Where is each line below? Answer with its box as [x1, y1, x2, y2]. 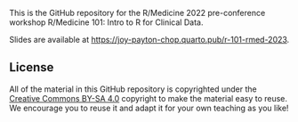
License [9, 60, 54, 75]
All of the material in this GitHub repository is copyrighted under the [9, 84, 257, 94]
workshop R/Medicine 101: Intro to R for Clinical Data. [9, 17, 204, 28]
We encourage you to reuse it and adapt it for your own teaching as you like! [9, 102, 289, 113]
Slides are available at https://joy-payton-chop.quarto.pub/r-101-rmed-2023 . [9, 35, 290, 45]
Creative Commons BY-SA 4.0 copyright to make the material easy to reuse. [9, 93, 287, 103]
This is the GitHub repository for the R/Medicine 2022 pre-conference [9, 8, 266, 18]
